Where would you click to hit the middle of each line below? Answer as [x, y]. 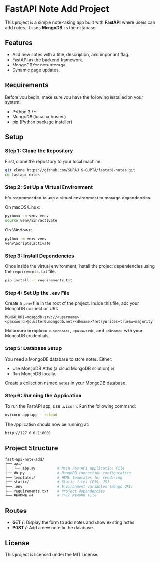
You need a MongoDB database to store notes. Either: [59, 359]
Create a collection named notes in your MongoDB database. [66, 383]
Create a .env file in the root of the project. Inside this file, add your [72, 303]
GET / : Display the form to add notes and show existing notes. [74, 522]
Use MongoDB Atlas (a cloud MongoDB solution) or [63, 368]
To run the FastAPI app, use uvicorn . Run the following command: [71, 406]
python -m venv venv [26, 239]
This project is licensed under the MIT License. [52, 554]
